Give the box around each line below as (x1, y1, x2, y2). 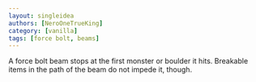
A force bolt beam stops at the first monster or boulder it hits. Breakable (8, 56, 249, 66)
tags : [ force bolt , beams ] (8, 34, 100, 43)
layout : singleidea (8, 11, 75, 20)
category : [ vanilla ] (8, 27, 79, 35)
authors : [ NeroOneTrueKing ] (8, 19, 104, 27)
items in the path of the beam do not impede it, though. (8, 65, 193, 75)
